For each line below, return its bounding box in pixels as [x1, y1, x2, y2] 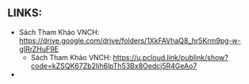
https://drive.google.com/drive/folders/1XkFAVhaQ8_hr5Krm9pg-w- [18, 36, 241, 45]
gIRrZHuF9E [18, 44, 59, 54]
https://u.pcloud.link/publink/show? [113, 52, 229, 62]
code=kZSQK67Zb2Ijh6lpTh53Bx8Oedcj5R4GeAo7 [30, 61, 197, 71]
